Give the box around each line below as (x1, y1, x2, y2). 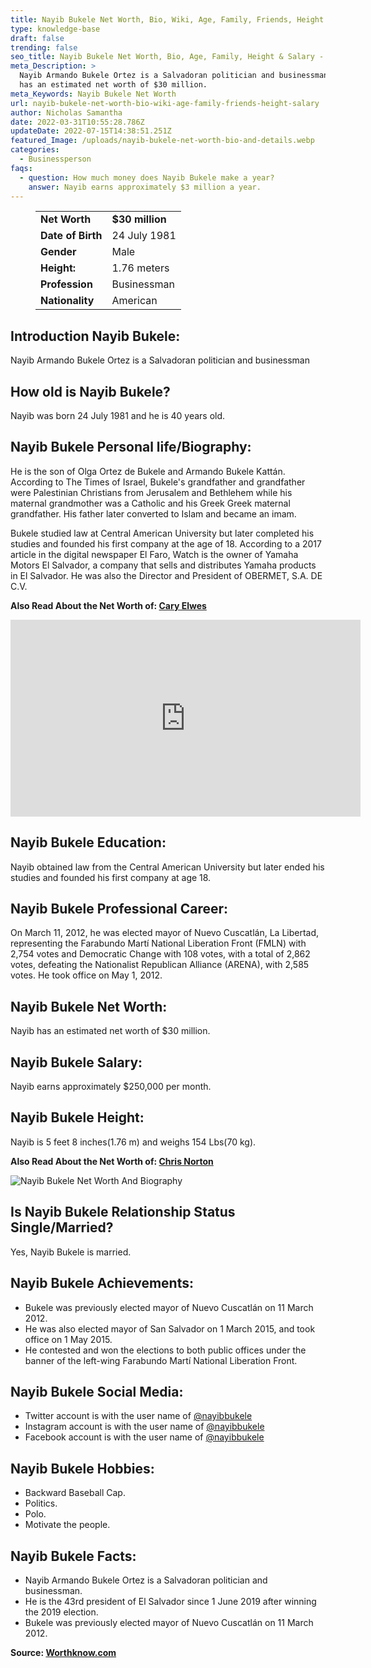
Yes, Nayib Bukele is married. (10, 1246, 132, 1258)
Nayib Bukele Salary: (10, 1054, 143, 1071)
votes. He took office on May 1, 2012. (10, 969, 163, 981)
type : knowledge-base (10, 24, 101, 34)
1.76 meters (111, 261, 170, 275)
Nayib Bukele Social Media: (10, 1383, 184, 1400)
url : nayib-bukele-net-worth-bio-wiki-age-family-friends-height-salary (10, 98, 320, 108)
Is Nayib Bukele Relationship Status (10, 1204, 236, 1221)
